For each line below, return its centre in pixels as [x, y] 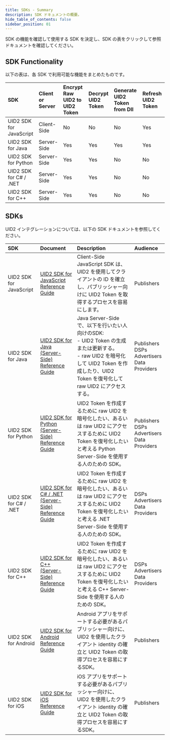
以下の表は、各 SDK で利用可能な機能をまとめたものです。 [66, 74]
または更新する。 [97, 348]
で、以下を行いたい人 [102, 325]
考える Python [98, 448]
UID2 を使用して [96, 271]
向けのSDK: [90, 333]
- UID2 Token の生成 [101, 341]
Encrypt [73, 88]
